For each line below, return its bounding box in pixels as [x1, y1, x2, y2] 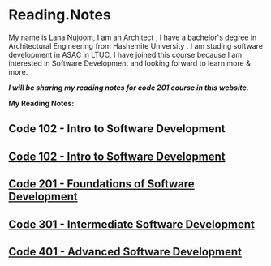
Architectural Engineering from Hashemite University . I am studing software [8, 41, 264, 50]
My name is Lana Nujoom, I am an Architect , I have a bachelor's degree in [8, 32, 257, 42]
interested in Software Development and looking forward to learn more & [8, 58, 252, 68]
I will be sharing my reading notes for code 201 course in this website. [8, 83, 249, 92]
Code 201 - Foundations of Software [8, 177, 195, 191]
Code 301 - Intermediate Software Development [8, 217, 256, 231]
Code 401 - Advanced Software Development [8, 245, 242, 259]
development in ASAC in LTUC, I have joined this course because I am [8, 49, 242, 59]
